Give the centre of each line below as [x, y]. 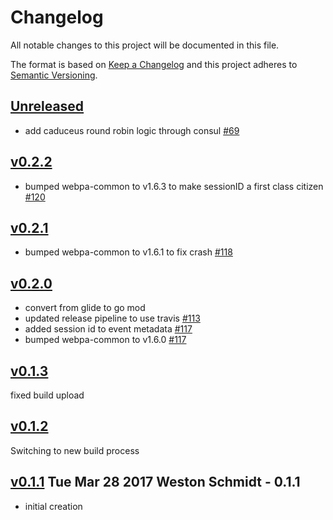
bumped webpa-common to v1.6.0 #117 [105, 340]
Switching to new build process [75, 450]
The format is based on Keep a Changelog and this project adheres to [154, 64]
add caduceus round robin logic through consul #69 [132, 130]
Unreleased [47, 106]
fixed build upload [47, 395]
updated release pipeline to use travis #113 [112, 318]
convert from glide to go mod [85, 308]
